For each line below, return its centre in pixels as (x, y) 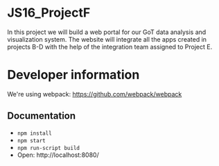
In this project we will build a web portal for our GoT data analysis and (107, 32)
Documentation (42, 116)
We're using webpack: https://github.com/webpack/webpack (95, 94)
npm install (34, 133)
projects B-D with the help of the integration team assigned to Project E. (110, 47)
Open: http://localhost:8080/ (58, 155)
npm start (32, 140)
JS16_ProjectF (49, 13)
